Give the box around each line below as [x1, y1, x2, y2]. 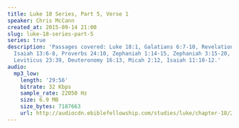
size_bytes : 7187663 [20, 103, 81, 110]
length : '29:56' [20, 76, 69, 84]
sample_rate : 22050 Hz [20, 90, 87, 97]
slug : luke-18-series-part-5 [7, 30, 94, 38]
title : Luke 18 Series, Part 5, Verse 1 [7, 10, 129, 18]
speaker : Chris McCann [7, 17, 75, 24]
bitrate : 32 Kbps [20, 83, 72, 90]
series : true [7, 37, 46, 44]
